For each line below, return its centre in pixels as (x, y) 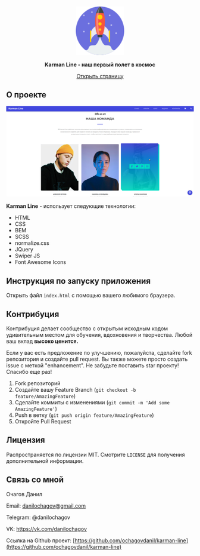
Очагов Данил (24, 494)
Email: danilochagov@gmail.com (46, 506)
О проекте (26, 95)
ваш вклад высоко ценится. (42, 341)
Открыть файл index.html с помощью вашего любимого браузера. (91, 296)
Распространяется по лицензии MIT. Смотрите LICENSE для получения (96, 454)
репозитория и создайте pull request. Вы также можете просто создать (97, 359)
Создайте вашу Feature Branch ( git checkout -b (75, 390)
